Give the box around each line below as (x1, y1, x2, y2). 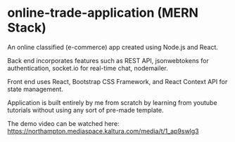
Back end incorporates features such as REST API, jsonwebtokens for (7, 56, 209, 64)
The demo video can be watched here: (7, 119, 120, 127)
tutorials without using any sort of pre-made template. (7, 106, 164, 114)
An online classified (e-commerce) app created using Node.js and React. (7, 43, 218, 51)
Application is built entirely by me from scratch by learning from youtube (7, 98, 217, 106)
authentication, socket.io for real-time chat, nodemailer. (7, 64, 168, 72)
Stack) (7, 20, 47, 36)
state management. (7, 85, 63, 93)
